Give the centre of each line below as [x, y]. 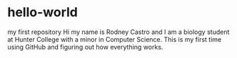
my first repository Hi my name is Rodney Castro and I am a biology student [118, 32]
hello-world [43, 12]
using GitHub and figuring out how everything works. [85, 47]
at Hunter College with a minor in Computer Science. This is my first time [115, 39]
